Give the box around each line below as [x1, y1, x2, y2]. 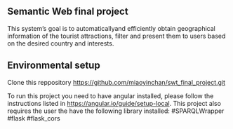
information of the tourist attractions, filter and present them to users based [7, 32, 226, 40]
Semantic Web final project [7, 6, 128, 18]
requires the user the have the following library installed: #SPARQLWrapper [7, 107, 225, 115]
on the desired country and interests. [7, 39, 114, 48]
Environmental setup [7, 60, 100, 72]
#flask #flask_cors [7, 114, 61, 122]
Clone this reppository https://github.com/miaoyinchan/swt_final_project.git [7, 78, 226, 86]
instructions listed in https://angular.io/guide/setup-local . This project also [7, 99, 221, 107]
